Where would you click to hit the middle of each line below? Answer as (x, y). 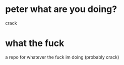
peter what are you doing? (61, 9)
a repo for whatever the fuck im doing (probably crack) (62, 57)
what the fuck (35, 43)
